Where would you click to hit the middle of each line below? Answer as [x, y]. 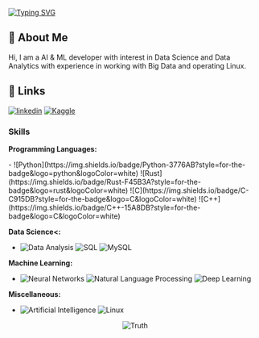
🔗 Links [27, 92]
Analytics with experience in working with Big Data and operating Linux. [127, 65]
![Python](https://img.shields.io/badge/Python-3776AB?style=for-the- [129, 165]
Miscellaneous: [35, 294]
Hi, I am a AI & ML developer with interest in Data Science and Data [119, 57]
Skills [19, 131]
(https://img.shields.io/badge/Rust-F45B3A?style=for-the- [105, 182]
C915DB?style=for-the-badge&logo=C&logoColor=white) [103, 198]
